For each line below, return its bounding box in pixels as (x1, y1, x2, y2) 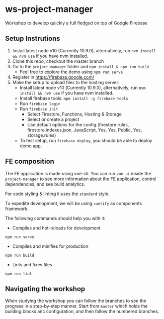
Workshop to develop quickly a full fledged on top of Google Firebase (5, 20, 148, 26)
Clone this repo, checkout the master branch (12, 58, 104, 64)
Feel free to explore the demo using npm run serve (19, 69, 123, 75)
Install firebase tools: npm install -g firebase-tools (19, 95, 128, 101)
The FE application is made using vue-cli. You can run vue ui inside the (5, 170, 152, 176)
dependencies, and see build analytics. (5, 181, 85, 187)
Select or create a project (27, 116, 80, 122)
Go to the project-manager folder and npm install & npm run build (12, 63, 150, 69)
